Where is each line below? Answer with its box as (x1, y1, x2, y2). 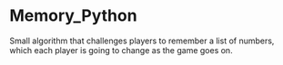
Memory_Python (9, 5, 138, 26)
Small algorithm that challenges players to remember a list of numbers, (9, 35, 275, 46)
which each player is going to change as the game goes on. (9, 44, 234, 55)
